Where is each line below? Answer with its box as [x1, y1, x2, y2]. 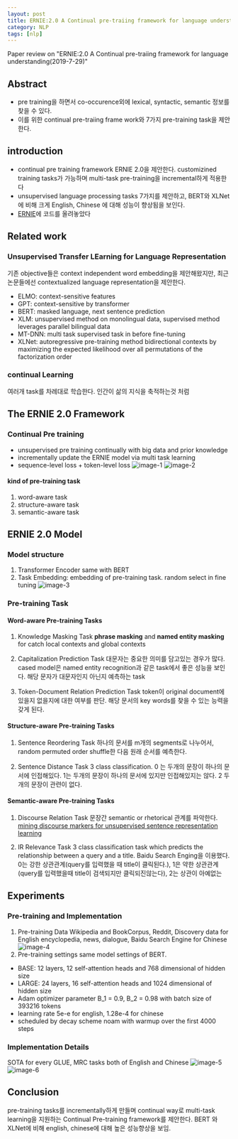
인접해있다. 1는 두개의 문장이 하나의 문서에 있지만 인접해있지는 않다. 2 [30, 771, 222, 779]
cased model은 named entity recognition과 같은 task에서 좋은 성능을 [17, 663, 212, 671]
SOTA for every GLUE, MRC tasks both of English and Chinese [7, 1058, 189, 1067]
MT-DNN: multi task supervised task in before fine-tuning [17, 330, 186, 338]
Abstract [7, 77, 47, 90]
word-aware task [17, 492, 68, 501]
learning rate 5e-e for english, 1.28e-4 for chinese [17, 1009, 164, 1017]
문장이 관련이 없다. [30, 779, 83, 789]
